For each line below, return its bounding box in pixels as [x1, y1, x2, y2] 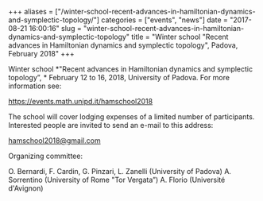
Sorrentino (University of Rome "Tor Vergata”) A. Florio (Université [8, 175, 226, 184]
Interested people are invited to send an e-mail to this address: [8, 121, 214, 129]
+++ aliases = [8, 7, 54, 16]
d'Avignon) [8, 184, 44, 193]
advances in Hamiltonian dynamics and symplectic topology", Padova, [8, 41, 238, 50]
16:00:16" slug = [29, 24, 82, 33]
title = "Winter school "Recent [130, 32, 229, 41]
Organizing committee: [8, 151, 83, 160]
